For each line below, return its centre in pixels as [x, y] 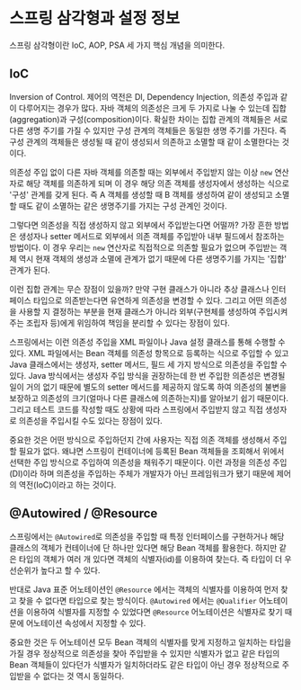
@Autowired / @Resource [84, 514]
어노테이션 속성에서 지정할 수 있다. [86, 623]
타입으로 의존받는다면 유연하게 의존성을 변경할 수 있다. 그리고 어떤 [148, 300]
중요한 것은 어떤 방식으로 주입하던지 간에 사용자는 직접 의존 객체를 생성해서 [140, 439]
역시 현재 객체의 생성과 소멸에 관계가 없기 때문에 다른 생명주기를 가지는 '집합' [153, 258]
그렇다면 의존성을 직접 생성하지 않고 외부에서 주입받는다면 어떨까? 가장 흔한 [141, 225]
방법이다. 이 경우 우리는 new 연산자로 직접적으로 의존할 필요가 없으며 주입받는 [144, 247]
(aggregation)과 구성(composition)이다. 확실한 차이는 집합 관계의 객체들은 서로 [149, 119]
